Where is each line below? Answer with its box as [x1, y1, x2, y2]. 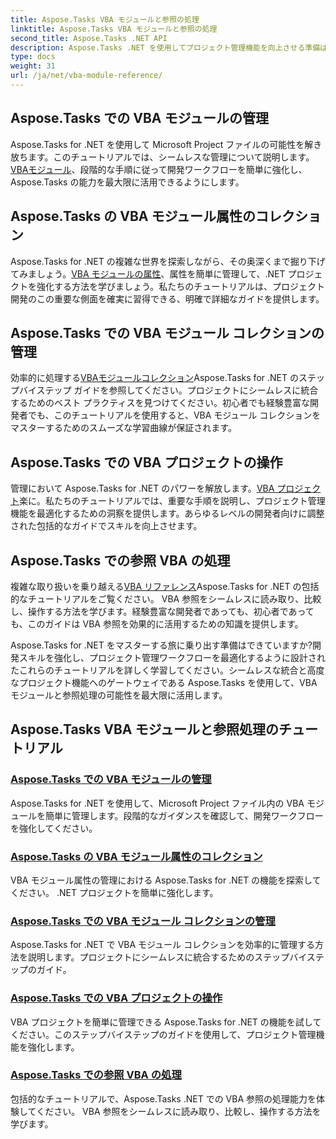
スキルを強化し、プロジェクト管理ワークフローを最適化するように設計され [18, 651, 326, 663]
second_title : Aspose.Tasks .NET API [10, 33, 168, 43]
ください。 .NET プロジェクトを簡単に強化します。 [10, 886, 219, 898]
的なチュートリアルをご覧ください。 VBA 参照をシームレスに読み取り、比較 [10, 592, 322, 605]
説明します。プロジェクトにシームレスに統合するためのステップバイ [27, 951, 307, 963]
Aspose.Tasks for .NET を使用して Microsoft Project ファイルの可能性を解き [10, 138, 323, 150]
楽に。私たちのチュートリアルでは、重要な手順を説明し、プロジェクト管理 [19, 495, 326, 507]
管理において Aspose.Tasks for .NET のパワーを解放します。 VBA [10, 482, 275, 495]
